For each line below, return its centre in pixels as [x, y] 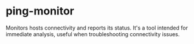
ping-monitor [40, 11]
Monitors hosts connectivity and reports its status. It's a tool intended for [97, 28]
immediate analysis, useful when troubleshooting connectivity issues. [93, 34]
